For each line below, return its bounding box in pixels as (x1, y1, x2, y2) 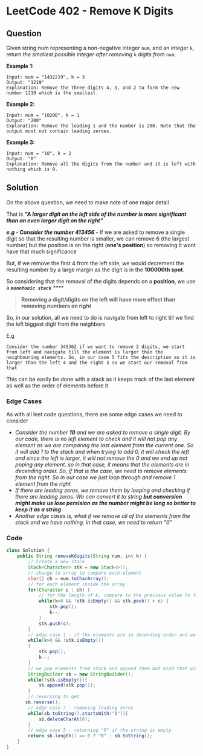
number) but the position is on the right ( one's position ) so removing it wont (6, 241, 196, 248)
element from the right (14, 480, 71, 488)
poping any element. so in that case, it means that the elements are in (14, 461, 190, 468)
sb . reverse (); (25, 699, 61, 705)
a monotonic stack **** (6, 284, 64, 291)
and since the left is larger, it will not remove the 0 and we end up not (14, 454, 188, 462)
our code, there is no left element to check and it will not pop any (14, 435, 178, 442)
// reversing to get (28, 694, 80, 700)
